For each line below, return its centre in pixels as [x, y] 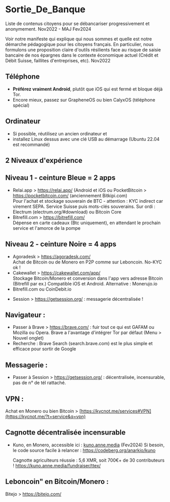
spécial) [21, 105]
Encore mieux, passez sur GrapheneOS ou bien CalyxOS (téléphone [84, 100]
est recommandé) [31, 145]
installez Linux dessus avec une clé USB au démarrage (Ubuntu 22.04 [86, 139]
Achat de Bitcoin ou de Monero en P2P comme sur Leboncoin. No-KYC [87, 262]
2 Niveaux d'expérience [44, 160]
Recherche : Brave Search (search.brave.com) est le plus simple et [82, 344]
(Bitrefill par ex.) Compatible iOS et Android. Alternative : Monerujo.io [85, 283]
